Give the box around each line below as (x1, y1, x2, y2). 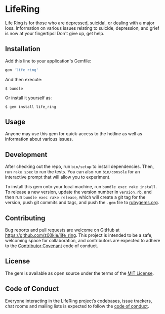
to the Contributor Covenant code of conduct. (5, 243, 98, 249)
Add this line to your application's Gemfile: (5, 58, 91, 64)
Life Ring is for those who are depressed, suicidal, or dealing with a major (5, 20, 155, 26)
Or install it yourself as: (5, 95, 52, 101)
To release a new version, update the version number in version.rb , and (5, 189, 152, 195)
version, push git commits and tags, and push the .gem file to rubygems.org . (5, 200, 160, 206)
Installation (5, 45, 41, 53)
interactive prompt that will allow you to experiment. (5, 174, 111, 180)
